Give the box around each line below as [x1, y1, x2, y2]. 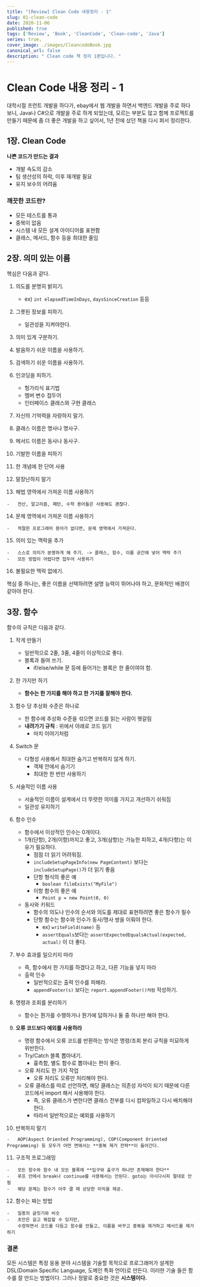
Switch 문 [15, 742, 39, 750]
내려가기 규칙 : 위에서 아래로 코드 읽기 [24, 723, 112, 730]
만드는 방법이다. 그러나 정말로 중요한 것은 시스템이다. [24, 1274, 147, 1281]
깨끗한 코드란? [7, 197, 46, 205]
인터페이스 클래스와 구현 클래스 [24, 399, 97, 406]
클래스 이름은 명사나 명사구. [15, 425, 80, 432]
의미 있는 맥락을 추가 [15, 537, 64, 544]
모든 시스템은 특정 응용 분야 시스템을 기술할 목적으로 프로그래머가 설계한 [7, 1259, 174, 1266]
